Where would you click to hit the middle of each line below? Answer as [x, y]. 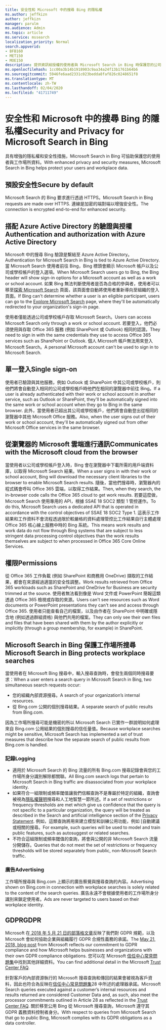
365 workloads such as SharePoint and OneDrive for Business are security [81, 588]
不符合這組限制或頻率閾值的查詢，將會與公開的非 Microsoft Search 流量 [85, 839]
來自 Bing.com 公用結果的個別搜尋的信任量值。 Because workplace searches [83, 729]
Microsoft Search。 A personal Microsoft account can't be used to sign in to [82, 347]
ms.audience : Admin [25, 28]
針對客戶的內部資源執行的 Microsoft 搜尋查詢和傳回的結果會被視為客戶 [77, 978]
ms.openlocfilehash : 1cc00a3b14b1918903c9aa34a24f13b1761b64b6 [72, 70]
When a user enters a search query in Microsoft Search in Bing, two [83, 679]
